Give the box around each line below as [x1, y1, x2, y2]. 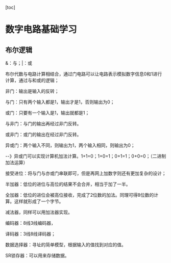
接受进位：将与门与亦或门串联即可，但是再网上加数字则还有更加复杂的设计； [5, 170, 166, 176]
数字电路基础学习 [5, 24, 78, 35]
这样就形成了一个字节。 [14, 198, 64, 204]
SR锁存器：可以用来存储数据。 [5, 252, 69, 258]
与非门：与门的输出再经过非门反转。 [5, 121, 82, 126]
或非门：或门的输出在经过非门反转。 [5, 131, 82, 137]
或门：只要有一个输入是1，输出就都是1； [5, 110, 90, 116]
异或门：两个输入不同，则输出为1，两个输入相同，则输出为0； [5, 142, 135, 148]
